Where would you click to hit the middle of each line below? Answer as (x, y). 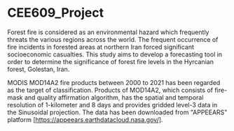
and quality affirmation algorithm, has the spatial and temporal (114, 97)
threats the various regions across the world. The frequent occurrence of (113, 39)
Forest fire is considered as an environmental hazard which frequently (108, 32)
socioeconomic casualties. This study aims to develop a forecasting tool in (115, 54)
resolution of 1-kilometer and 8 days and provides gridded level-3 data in (112, 105)
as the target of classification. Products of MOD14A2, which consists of (110, 90)
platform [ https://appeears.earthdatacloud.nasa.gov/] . (85, 119)
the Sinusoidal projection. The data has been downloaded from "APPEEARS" (117, 112)
